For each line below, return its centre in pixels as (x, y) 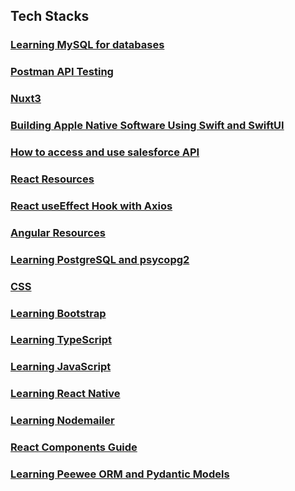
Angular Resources (58, 232)
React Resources (52, 179)
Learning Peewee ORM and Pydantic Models (120, 474)
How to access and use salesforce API (105, 152)
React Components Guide (74, 447)
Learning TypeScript (61, 340)
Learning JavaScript (61, 367)
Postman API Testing (62, 72)
